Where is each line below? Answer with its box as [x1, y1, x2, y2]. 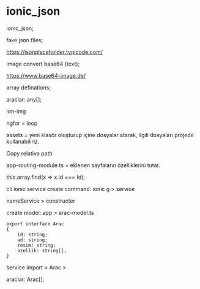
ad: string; [17, 237, 48, 243]
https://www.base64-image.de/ [6, 72, 86, 79]
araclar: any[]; [6, 96, 42, 103]
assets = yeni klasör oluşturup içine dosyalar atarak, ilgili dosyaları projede [6, 131, 194, 138]
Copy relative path [6, 149, 53, 157]
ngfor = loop [6, 119, 38, 127]
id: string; [17, 231, 48, 238]
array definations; [6, 84, 51, 91]
